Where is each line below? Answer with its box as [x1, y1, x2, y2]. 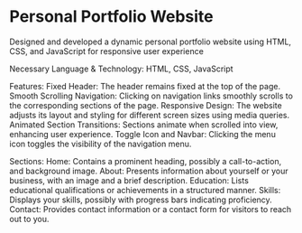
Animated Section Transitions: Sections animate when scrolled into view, [9, 119, 279, 130]
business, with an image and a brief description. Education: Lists [9, 174, 250, 186]
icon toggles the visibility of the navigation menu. [9, 138, 192, 149]
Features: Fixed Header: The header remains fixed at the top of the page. [9, 80, 281, 91]
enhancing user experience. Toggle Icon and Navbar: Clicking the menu [9, 128, 277, 139]
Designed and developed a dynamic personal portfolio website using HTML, [9, 36, 291, 47]
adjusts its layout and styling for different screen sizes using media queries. [9, 109, 290, 120]
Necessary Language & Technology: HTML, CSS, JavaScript [9, 63, 233, 74]
